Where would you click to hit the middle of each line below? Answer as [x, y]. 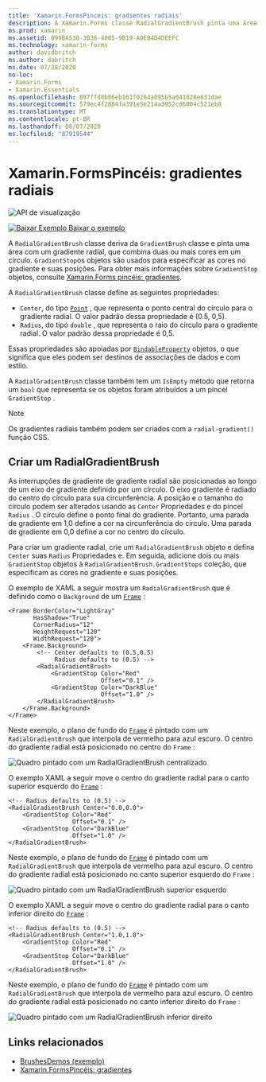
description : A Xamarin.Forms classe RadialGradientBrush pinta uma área [133, 23]
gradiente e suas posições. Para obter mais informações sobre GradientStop [133, 268]
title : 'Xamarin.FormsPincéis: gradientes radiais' [95, 16]
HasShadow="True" [62, 618]
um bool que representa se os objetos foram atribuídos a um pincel [118, 389]
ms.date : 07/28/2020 [42, 68]
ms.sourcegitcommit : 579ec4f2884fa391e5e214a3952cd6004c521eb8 [115, 104]
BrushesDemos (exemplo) [62, 1061]
